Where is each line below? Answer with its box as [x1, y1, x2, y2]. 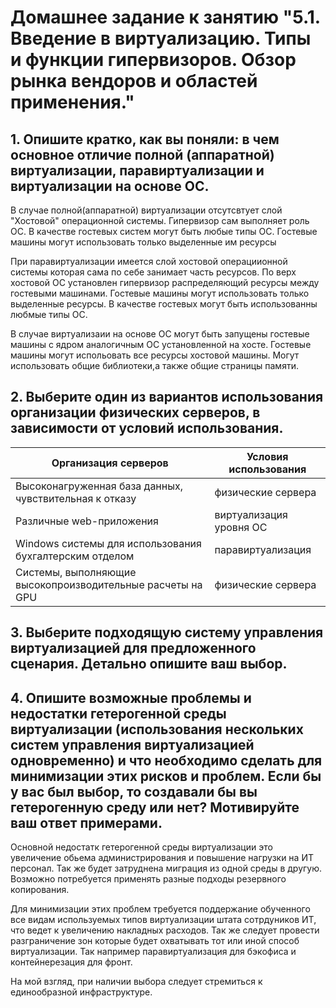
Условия [246, 449, 289, 463]
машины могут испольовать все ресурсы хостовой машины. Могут [10, 349, 300, 361]
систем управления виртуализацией [10, 736, 255, 753]
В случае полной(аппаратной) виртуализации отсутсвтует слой [10, 204, 283, 216]
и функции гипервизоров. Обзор [10, 49, 297, 71]
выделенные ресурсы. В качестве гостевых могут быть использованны [10, 298, 318, 310]
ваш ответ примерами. [10, 814, 163, 831]
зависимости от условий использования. [10, 420, 284, 437]
